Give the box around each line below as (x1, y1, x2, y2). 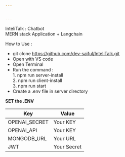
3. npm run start (12, 83, 47, 89)
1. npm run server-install (12, 72, 63, 78)
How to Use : (5, 41, 32, 47)
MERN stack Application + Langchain (5, 31, 82, 37)
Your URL (53, 135, 76, 142)
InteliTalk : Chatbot (5, 25, 45, 31)
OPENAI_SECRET (8, 119, 49, 126)
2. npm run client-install (12, 77, 62, 84)
